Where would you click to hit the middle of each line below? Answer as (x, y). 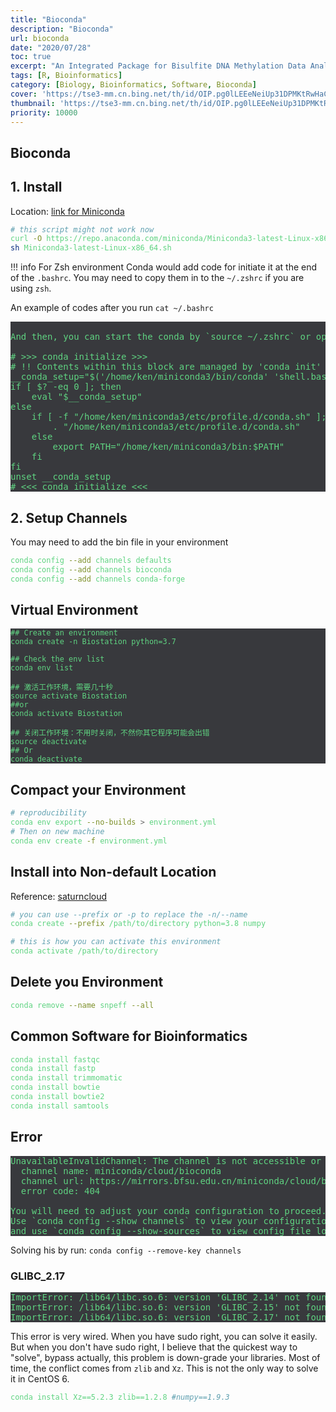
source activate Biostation (69, 696)
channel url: (52, 1180)
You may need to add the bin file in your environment (119, 542)
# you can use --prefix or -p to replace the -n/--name (129, 914)
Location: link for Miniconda (67, 211)
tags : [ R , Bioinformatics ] (66, 76)
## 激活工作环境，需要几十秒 (62, 687)
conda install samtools (60, 1106)
